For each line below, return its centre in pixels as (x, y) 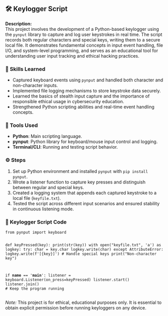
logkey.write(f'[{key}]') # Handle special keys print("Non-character (81, 254)
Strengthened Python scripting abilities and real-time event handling (83, 107)
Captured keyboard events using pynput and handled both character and (88, 80)
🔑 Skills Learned (25, 69)
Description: (18, 24)
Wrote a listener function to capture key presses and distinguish (79, 182)
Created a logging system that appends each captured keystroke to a (85, 193)
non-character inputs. (35, 85)
